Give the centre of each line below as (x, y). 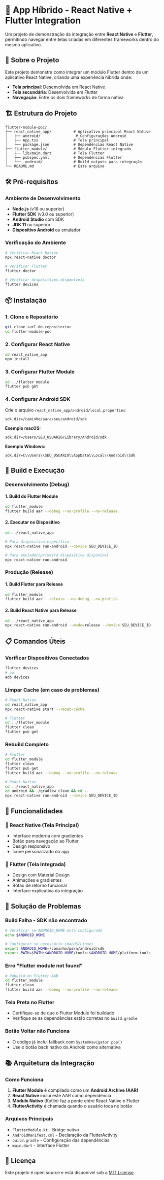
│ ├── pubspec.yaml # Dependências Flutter (64, 157)
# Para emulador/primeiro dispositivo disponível (57, 555)
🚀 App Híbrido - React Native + (69, 10)
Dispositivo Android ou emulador (46, 230)
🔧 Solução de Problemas (43, 906)
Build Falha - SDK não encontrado (46, 920)
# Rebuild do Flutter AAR (32, 976)
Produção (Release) (29, 572)
